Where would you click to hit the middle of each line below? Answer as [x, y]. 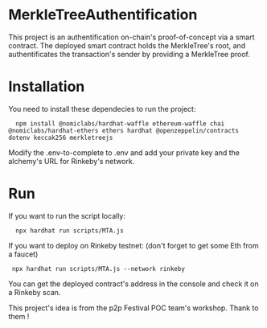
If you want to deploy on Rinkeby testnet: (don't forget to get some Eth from [133, 245]
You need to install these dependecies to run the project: [102, 109]
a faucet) [23, 254]
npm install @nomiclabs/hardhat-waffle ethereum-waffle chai [120, 123]
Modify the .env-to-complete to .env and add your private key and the [124, 152]
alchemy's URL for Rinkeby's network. [72, 161]
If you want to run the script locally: [67, 215]
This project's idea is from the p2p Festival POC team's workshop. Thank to [133, 308]
